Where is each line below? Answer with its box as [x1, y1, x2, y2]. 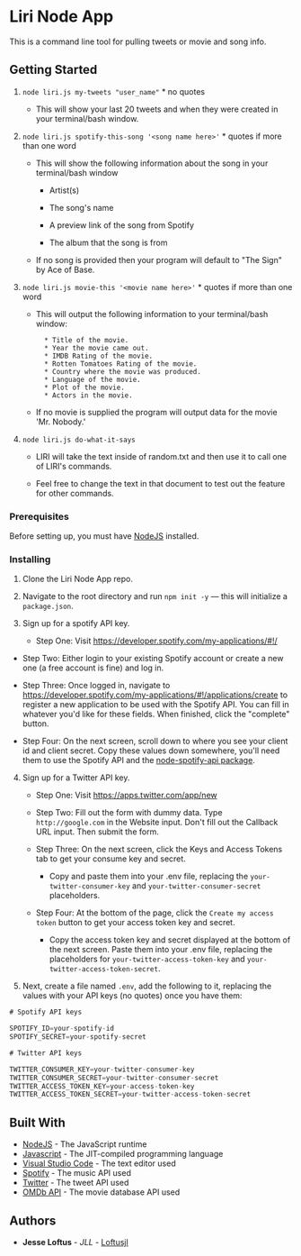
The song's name [49, 202, 114, 213]
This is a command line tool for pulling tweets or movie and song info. [9, 36, 267, 47]
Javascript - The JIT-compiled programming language [22, 1149, 224, 1160]
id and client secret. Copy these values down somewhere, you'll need [22, 745, 280, 756]
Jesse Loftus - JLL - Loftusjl [22, 1236, 128, 1247]
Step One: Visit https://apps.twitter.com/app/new [35, 790, 217, 801]
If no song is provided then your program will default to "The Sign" [35, 254, 283, 265]
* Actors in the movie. [43, 390, 133, 400]
